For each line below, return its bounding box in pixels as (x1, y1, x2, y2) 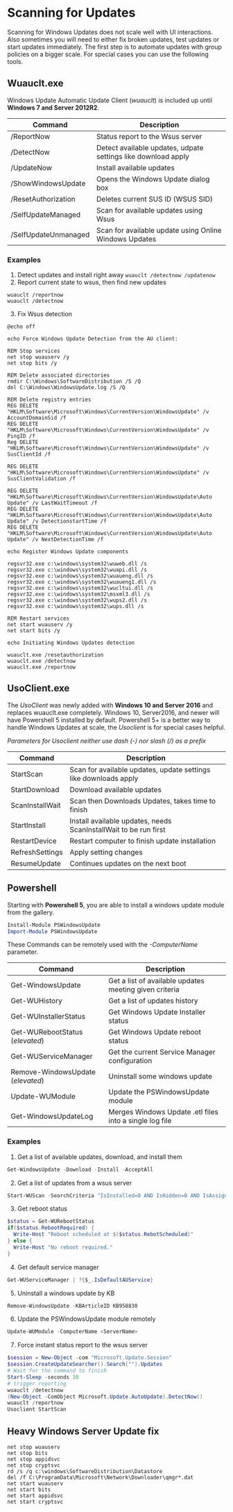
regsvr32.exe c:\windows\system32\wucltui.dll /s (7, 585, 154, 592)
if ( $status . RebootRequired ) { (7, 1224, 95, 1231)
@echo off (7, 323, 36, 331)
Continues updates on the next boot (69, 858, 187, 868)
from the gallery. (7, 908, 54, 917)
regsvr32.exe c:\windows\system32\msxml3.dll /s (7, 591, 150, 598)
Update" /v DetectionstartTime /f (7, 518, 107, 525)
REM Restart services (7, 615, 70, 623)
